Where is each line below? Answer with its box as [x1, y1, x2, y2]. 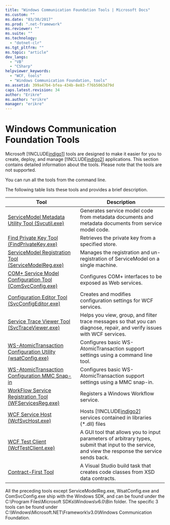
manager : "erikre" [5, 102, 44, 107]
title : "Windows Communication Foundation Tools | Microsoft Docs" [5, 7, 151, 13]
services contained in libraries [80, 414, 152, 421]
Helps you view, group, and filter [80, 312, 157, 319]
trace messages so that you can [80, 318, 156, 325]
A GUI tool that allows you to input [80, 429, 161, 436]
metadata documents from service [80, 220, 162, 227]
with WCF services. [80, 331, 126, 338]
